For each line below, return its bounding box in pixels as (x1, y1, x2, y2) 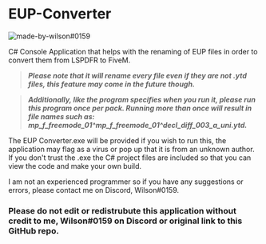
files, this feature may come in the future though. (27, 79, 196, 89)
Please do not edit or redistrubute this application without (8, 205, 237, 216)
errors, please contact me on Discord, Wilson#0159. (8, 185, 180, 194)
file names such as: (27, 111, 95, 121)
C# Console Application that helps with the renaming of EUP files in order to (8, 46, 258, 56)
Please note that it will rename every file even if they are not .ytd (27, 70, 248, 80)
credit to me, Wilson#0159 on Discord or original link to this (8, 215, 243, 226)
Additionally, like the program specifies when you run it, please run (27, 94, 256, 104)
